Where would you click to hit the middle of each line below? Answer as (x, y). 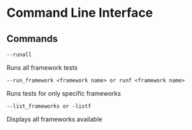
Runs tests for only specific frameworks (64, 93)
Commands (32, 39)
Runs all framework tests (42, 67)
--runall (19, 55)
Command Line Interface (80, 13)
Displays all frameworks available (54, 119)
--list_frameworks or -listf (49, 106)
